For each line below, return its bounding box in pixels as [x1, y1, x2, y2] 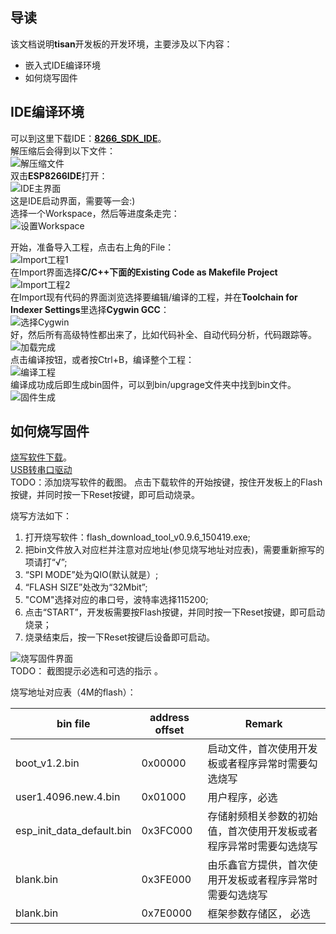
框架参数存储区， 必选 [207, 907, 311, 921]
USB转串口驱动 [10, 464, 73, 476]
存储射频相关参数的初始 [207, 809, 318, 823]
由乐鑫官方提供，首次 [207, 858, 308, 872]
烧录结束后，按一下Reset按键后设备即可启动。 [24, 631, 215, 643]
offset [154, 723, 185, 737]
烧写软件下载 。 [10, 451, 72, 463]
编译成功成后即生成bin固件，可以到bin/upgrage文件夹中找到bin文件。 [10, 378, 297, 390]
